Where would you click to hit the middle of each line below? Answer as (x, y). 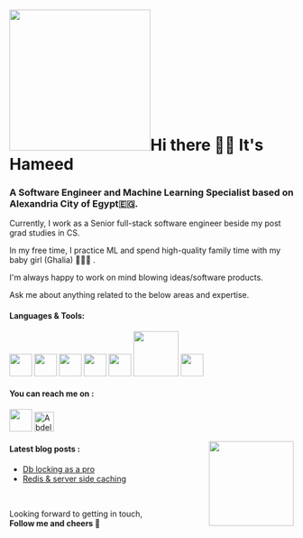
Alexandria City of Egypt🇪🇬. (73, 204)
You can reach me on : (52, 394)
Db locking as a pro (59, 469)
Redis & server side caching (74, 479)
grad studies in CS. (45, 233)
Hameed (41, 165)
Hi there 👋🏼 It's (207, 145)
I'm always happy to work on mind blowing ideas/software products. (136, 278)
